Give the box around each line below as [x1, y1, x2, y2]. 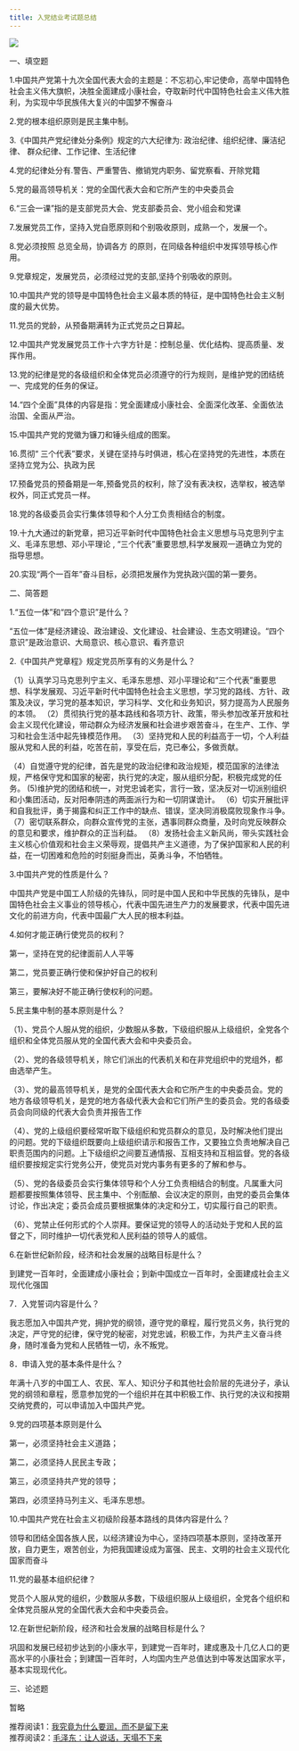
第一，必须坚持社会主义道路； [9, 1438, 118, 1448]
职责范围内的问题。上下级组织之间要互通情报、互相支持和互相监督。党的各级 [9, 1148, 290, 1158]
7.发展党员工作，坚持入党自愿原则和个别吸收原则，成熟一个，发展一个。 [9, 221, 273, 232]
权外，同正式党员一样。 [9, 489, 95, 500]
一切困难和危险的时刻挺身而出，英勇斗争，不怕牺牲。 [32, 850, 228, 860]
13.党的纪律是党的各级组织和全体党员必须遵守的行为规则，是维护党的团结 [9, 369, 278, 379]
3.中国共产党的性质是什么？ [9, 868, 110, 879]
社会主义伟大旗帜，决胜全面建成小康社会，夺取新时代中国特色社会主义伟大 [9, 86, 282, 96]
